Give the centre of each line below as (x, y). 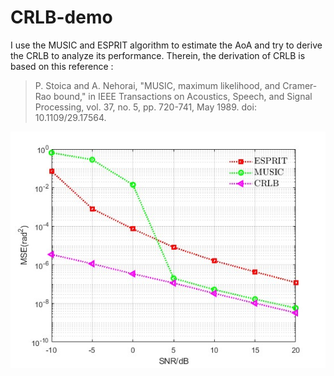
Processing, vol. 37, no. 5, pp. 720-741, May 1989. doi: (145, 107)
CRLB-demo (61, 17)
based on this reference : (62, 66)
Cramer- (300, 85)
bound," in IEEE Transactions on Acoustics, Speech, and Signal (183, 96)
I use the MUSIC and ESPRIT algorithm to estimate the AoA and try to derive (166, 45)
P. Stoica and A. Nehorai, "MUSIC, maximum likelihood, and (157, 85)
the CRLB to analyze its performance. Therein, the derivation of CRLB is (158, 55)
